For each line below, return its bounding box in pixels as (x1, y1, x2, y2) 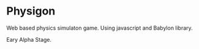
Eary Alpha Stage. (6, 36, 52, 43)
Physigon (6, 4, 56, 18)
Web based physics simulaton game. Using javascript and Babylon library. (6, 24, 193, 31)
